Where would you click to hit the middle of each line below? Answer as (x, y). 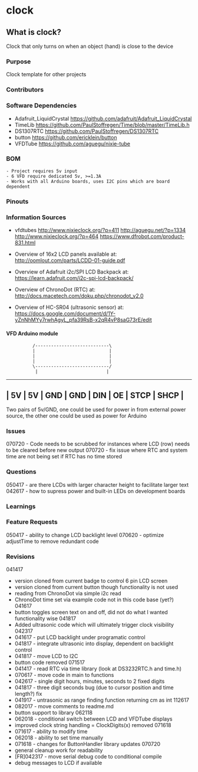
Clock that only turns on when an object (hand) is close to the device (90, 46)
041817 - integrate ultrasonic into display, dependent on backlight (94, 644)
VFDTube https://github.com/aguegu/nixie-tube (72, 144)
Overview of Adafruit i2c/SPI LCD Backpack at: (72, 272)
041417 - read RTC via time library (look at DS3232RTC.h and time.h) (98, 669)
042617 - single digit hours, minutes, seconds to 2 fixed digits (90, 681)
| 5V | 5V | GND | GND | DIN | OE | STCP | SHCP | (95, 395)
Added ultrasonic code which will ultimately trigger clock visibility (94, 625)
